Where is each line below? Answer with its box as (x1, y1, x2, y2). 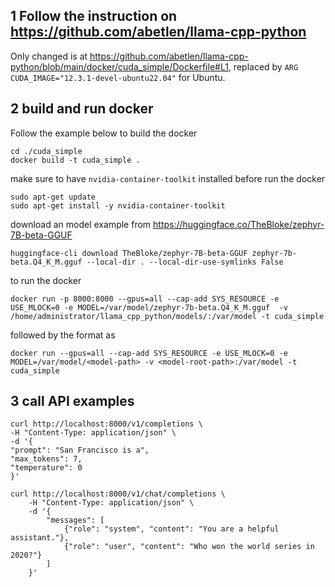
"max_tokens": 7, (10, 454, 83, 464)
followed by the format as (10, 329, 116, 341)
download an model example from (10, 218, 152, 230)
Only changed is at (10, 50, 88, 62)
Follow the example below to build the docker (10, 127, 198, 139)
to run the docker (10, 274, 82, 286)
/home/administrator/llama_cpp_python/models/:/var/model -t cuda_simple (10, 311, 325, 321)
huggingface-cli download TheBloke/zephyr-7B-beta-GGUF (10, 248, 248, 258)
